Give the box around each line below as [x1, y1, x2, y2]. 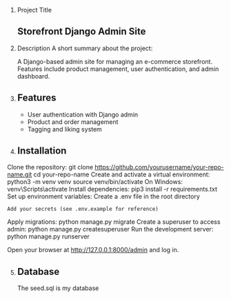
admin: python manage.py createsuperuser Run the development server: [7, 225, 214, 234]
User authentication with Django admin [27, 110, 139, 118]
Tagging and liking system [27, 125, 102, 133]
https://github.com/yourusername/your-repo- [94, 163, 224, 172]
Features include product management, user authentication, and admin [17, 65, 219, 73]
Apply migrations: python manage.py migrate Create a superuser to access [7, 218, 221, 226]
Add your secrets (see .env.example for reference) [7, 206, 159, 213]
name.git [7, 170, 32, 178]
